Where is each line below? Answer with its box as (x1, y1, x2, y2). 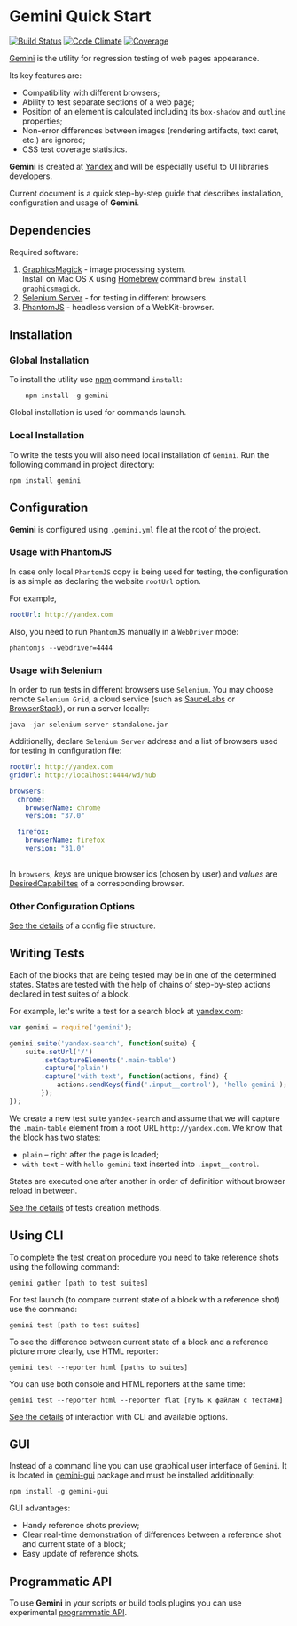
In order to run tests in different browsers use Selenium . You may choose (9, 685, 274, 695)
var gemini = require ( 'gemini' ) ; (9, 1022, 133, 1032)
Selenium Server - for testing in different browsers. (21, 292, 208, 303)
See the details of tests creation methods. (9, 1202, 162, 1213)
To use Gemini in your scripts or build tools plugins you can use (9, 1598, 242, 1608)
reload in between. (9, 1185, 78, 1196)
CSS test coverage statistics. (21, 144, 128, 155)
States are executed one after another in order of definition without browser (9, 1175, 286, 1186)
